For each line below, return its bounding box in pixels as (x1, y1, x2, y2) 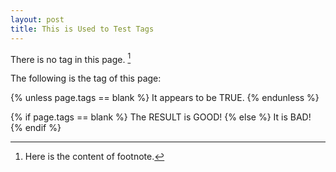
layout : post (10, 14, 65, 25)
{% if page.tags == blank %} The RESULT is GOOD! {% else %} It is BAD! (10, 111, 312, 123)
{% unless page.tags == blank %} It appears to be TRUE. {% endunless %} (10, 92, 320, 104)
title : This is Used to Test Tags (10, 24, 155, 34)
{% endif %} (10, 122, 62, 134)
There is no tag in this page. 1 (10, 51, 132, 65)
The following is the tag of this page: (10, 72, 162, 85)
